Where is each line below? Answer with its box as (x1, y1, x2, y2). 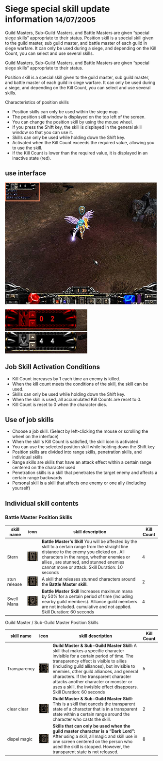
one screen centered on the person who (52, 739, 133, 744)
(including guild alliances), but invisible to (52, 663, 135, 669)
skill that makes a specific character (52, 647, 125, 654)
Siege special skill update (5, 3, 110, 15)
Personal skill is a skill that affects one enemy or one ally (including (12, 480, 147, 486)
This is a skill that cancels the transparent (52, 701, 135, 707)
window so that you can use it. (12, 129, 74, 135)
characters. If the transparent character (52, 674, 131, 679)
